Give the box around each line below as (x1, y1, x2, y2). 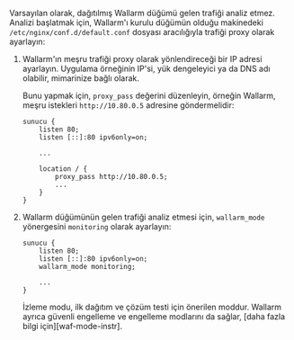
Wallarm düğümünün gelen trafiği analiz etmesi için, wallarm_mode (22, 211, 265, 222)
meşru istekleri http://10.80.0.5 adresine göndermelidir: (22, 100, 235, 111)
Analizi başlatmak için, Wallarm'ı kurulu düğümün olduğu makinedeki (9, 17, 263, 28)
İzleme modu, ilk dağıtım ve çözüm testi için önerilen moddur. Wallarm (22, 301, 281, 312)
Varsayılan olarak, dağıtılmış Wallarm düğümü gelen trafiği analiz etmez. (9, 8, 276, 18)
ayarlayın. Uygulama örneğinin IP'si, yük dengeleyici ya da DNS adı (22, 63, 271, 74)
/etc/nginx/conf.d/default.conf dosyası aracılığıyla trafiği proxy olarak (9, 27, 275, 37)
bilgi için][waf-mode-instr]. (22, 321, 123, 331)
